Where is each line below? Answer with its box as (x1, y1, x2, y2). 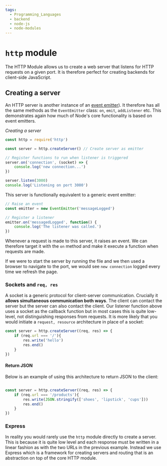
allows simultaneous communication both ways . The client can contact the (5, 298, 163, 304)
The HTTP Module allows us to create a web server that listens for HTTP (5, 64, 154, 70)
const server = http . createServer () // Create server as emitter (5, 146, 144, 151)
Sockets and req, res (5, 281, 58, 288)
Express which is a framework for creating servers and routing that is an (5, 450, 154, 456)
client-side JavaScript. (5, 74, 51, 80)
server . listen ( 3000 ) (5, 178, 48, 183)
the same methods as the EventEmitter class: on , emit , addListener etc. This (5, 107, 162, 113)
